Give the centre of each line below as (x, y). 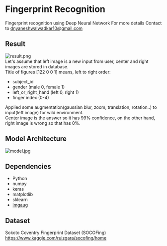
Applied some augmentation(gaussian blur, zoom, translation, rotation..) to (81, 107)
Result (15, 44)
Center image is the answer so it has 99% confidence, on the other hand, (80, 118)
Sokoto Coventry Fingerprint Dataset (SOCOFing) (56, 233)
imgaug (20, 205)
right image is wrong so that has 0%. (43, 123)
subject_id (23, 81)
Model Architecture (36, 139)
